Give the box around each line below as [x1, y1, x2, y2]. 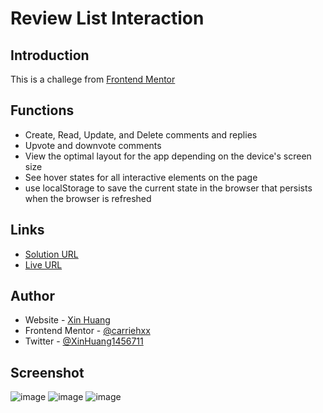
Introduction [10, 47, 90, 64]
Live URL [24, 258, 63, 271]
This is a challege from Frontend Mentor [10, 73, 176, 85]
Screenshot [10, 364, 85, 381]
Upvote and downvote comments [24, 139, 162, 151]
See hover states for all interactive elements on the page [24, 171, 258, 183]
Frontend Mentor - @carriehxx [24, 325, 151, 337]
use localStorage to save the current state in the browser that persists [24, 182, 313, 194]
